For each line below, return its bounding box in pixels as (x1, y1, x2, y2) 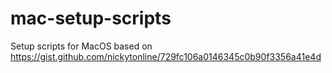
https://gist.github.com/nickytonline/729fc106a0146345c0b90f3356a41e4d (10, 50, 322, 62)
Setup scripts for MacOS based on (10, 40, 153, 52)
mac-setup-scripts (10, 7, 172, 30)
